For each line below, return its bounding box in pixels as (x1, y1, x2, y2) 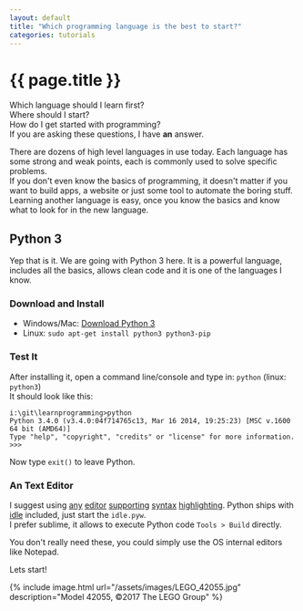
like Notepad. (9, 546, 59, 557)
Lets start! (9, 564, 47, 575)
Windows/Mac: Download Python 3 (22, 318, 156, 329)
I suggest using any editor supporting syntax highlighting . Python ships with (9, 500, 294, 511)
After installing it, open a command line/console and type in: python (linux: (9, 371, 287, 382)
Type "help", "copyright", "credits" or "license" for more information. (9, 432, 296, 441)
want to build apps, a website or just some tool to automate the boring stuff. (9, 185, 293, 196)
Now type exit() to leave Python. (9, 456, 136, 467)
